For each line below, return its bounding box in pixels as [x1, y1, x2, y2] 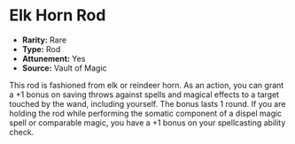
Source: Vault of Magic [21, 63, 108, 73]
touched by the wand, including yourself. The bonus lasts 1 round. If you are [9, 98, 286, 109]
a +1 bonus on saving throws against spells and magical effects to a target [9, 89, 280, 100]
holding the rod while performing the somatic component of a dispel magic [9, 108, 283, 118]
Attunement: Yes [21, 53, 86, 64]
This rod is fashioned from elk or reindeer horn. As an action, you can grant [9, 80, 284, 90]
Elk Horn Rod [9, 5, 106, 26]
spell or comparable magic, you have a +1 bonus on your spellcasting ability [9, 117, 286, 128]
